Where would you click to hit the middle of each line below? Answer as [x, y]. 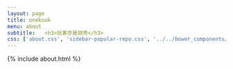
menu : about [24, 26]
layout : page [26, 13]
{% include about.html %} [44, 59]
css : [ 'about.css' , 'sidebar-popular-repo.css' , [79, 39]
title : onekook [29, 20]
